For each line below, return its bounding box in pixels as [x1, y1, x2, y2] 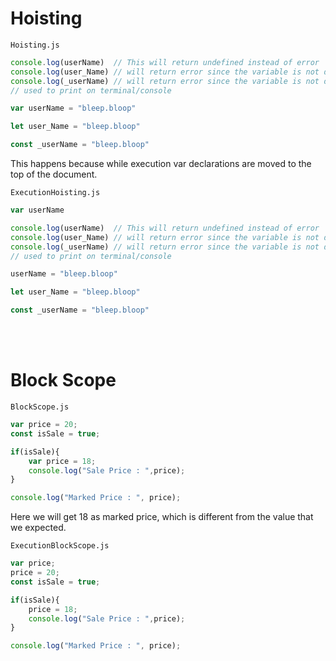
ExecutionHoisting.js [10, 188, 101, 198]
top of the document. [10, 168, 98, 181]
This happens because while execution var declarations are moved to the [10, 158, 312, 170]
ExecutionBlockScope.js [10, 541, 110, 551]
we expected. [10, 522, 67, 534]
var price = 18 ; [28, 456, 97, 466]
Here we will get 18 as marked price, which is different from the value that [10, 511, 314, 523]
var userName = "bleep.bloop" [10, 103, 137, 114]
